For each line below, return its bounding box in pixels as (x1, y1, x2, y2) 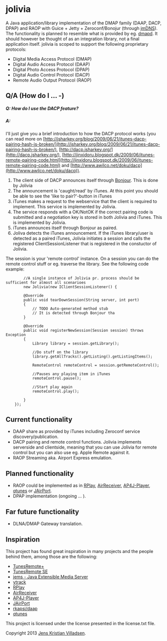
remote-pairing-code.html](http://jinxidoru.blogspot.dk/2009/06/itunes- (5, 157, 153, 163)
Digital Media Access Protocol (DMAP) (12, 56, 92, 62)
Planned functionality (5, 469, 74, 478)
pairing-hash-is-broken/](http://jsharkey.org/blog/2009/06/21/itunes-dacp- (5, 141, 161, 147)
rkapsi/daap (12, 605, 38, 611)
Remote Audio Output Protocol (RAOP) (12, 77, 92, 83)
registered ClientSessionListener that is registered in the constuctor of (12, 240, 157, 247)
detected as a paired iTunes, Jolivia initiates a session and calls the (12, 235, 151, 241)
